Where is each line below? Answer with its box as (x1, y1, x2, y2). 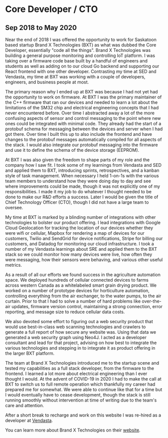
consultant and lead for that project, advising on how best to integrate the (5, 340, 157, 346)
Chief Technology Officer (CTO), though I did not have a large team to (5, 199, 149, 205)
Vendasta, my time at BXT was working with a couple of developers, (5, 74, 146, 79)
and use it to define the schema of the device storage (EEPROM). (5, 147, 139, 153)
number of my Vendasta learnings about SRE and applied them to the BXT (5, 246, 157, 252)
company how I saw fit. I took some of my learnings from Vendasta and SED (5, 162, 161, 168)
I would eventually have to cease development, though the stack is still (5, 392, 151, 398)
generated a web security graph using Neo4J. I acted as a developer (5, 335, 147, 340)
